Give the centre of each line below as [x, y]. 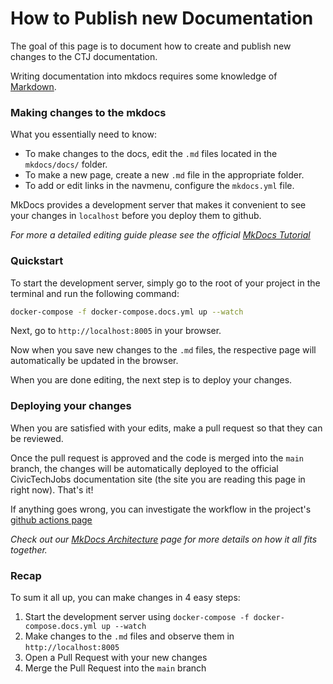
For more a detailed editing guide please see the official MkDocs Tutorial [160, 235]
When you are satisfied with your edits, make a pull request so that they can [166, 428]
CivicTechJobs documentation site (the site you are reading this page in [158, 479]
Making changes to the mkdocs [88, 112]
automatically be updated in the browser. [94, 361]
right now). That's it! [52, 489]
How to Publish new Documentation [162, 18]
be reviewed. [37, 438]
